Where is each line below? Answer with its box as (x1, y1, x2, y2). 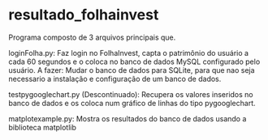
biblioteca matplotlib (8, 122, 77, 132)
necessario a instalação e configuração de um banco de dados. (8, 74, 222, 83)
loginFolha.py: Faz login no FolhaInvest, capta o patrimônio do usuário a (8, 48, 249, 57)
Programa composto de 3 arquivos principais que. (8, 32, 176, 42)
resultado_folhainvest (8, 6, 159, 24)
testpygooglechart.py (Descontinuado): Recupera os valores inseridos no (8, 89, 253, 99)
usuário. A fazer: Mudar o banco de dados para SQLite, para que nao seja (8, 65, 255, 74)
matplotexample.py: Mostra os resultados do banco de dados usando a (8, 113, 247, 123)
